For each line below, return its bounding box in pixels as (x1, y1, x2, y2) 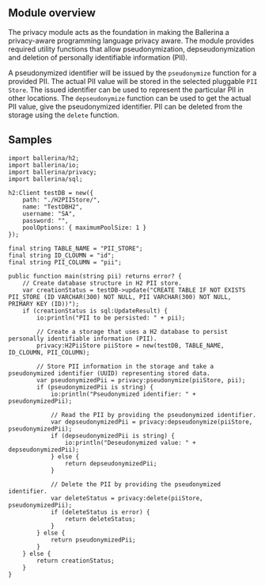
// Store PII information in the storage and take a (36, 362, 214, 370)
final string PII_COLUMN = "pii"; (8, 258, 123, 266)
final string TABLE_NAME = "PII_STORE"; (8, 244, 144, 252)
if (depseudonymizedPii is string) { (50, 431, 176, 439)
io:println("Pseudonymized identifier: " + (50, 390, 196, 398)
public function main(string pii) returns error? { (8, 272, 182, 280)
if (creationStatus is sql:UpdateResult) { (22, 307, 168, 315)
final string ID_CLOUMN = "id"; (8, 251, 115, 259)
